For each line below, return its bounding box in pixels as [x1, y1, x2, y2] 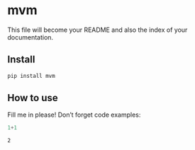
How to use [7, 92, 58, 104]
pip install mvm [7, 72, 55, 79]
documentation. [7, 33, 54, 41]
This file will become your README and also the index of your [7, 25, 188, 34]
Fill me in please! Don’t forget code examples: [7, 110, 141, 119]
